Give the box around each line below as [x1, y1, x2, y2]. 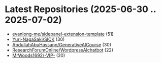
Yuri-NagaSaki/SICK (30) [12, 36, 65, 42]
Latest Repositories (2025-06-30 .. [5, 4, 156, 15]
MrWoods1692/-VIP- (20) [12, 52, 66, 58]
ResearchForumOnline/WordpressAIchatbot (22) [12, 47, 114, 53]
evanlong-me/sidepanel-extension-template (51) [12, 31, 114, 37]
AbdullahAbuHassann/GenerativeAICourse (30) [12, 41, 112, 47]
